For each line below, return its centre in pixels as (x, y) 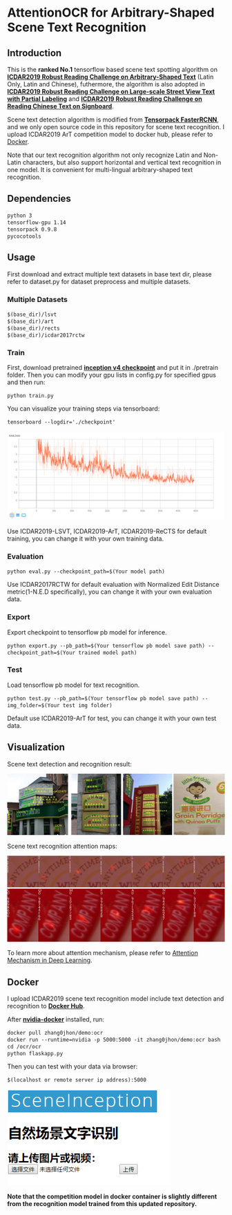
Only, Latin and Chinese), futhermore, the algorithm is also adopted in (106, 84)
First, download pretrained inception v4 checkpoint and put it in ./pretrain (113, 368)
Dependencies (39, 199)
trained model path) (108, 652)
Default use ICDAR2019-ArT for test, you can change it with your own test (112, 718)
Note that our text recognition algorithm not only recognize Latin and (105, 155)
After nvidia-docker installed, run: (56, 1019)
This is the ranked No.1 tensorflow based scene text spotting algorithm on (113, 69)
